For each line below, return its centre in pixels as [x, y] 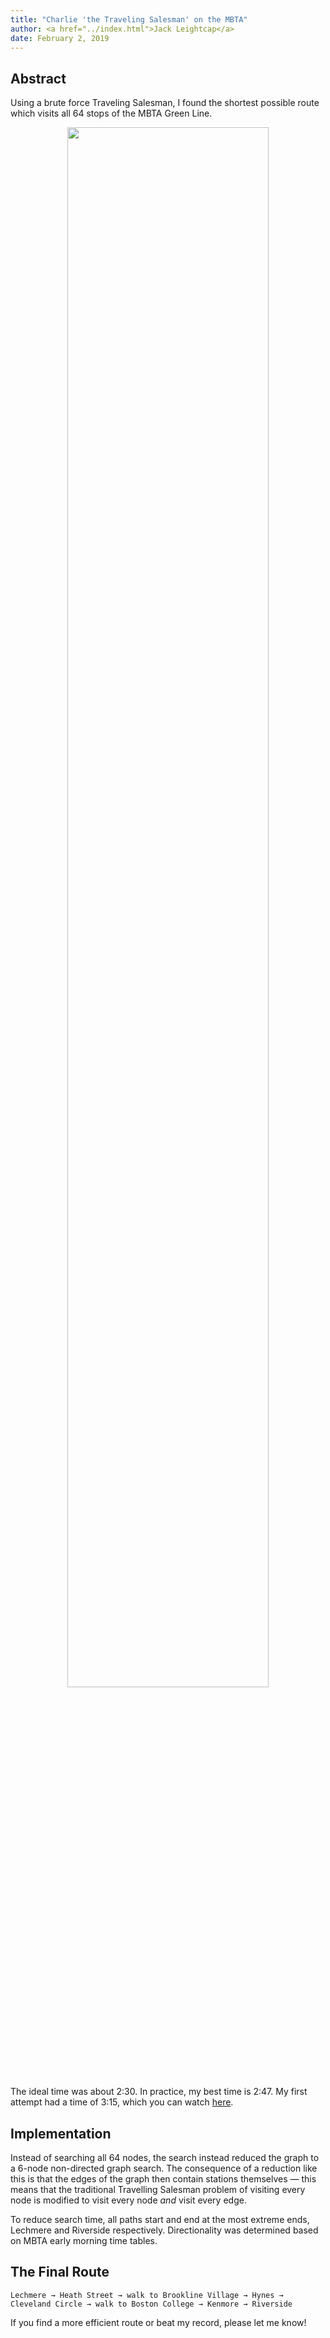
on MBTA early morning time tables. [84, 2240]
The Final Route [60, 2272]
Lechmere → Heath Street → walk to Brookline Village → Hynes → [147, 2295]
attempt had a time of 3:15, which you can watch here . [122, 2102]
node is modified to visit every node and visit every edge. [128, 2200]
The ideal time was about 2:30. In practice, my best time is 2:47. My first [159, 2092]
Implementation [61, 2133]
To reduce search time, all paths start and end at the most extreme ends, [160, 2219]
